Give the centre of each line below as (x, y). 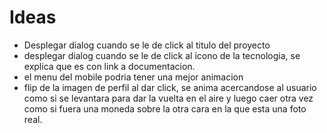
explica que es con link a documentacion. (109, 66)
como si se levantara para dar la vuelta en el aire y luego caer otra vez (168, 98)
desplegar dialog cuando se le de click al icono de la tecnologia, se (162, 55)
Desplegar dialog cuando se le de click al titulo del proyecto (147, 45)
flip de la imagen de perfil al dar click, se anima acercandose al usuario (170, 87)
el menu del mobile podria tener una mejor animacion (133, 77)
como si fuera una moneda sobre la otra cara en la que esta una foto (165, 108)
